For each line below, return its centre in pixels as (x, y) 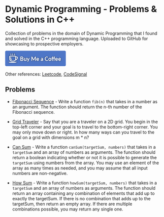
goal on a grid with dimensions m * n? (51, 137)
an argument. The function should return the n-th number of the (77, 107)
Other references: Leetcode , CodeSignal (46, 74)
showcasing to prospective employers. (44, 43)
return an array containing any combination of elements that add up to (83, 193)
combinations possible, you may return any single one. (68, 209)
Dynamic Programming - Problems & (81, 9)
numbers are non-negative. (40, 173)
